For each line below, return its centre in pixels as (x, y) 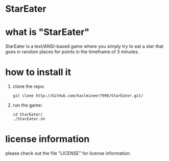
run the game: (27, 105)
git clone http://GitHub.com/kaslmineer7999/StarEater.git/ (78, 96)
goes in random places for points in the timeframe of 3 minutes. (72, 52)
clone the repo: (29, 87)
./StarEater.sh (29, 119)
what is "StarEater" (47, 32)
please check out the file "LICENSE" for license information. (68, 153)
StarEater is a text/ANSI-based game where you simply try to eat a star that (84, 46)
